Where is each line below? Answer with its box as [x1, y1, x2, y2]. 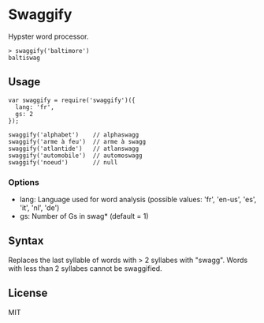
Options [8, 176, 39, 187]
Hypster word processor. [8, 32, 89, 41]
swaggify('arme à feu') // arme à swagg [8, 137, 147, 145]
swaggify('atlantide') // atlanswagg [8, 145, 139, 152]
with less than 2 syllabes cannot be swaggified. [8, 263, 163, 273]
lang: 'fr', [15, 103, 55, 111]
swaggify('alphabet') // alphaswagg [8, 130, 139, 139]
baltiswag [8, 54, 41, 62]
